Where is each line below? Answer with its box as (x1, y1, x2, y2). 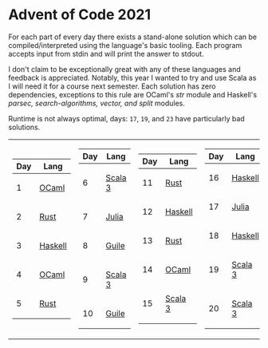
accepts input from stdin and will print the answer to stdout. (8, 49, 205, 58)
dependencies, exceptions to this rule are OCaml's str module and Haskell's (8, 89, 258, 99)
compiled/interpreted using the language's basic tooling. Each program (8, 40, 242, 49)
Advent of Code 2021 (8, 6, 152, 24)
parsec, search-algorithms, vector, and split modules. (8, 98, 185, 108)
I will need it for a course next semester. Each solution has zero (8, 81, 216, 91)
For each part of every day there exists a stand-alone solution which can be (8, 32, 258, 42)
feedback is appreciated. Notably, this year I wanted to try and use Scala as (8, 73, 257, 82)
